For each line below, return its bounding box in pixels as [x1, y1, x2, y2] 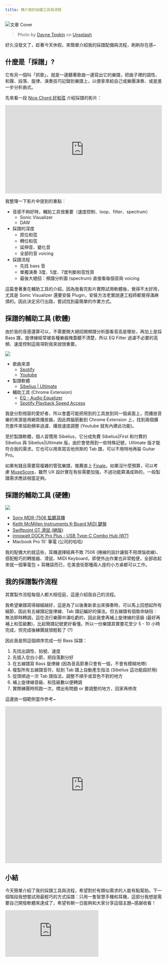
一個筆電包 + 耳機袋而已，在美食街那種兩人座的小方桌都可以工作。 [13, 561, 150, 568]
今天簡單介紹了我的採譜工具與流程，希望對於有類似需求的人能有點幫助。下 [5, 887, 158, 894]
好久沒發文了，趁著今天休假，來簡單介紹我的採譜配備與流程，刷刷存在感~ [5, 42, 157, 48]
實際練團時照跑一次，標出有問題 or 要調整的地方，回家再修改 [12, 686, 137, 692]
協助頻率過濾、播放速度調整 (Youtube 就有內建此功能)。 [22, 423, 137, 429]
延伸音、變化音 [19, 244, 51, 250]
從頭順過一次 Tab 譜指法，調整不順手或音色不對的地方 [12, 673, 123, 679]
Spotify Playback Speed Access [19, 400, 85, 406]
